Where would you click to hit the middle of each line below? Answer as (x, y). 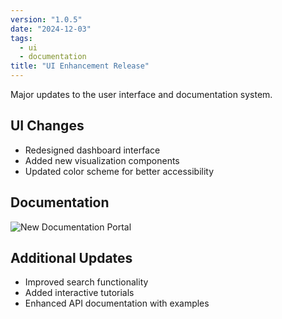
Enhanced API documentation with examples (117, 303)
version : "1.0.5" (46, 19)
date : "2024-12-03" (51, 29)
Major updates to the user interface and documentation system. (141, 94)
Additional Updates (71, 258)
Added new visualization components (102, 160)
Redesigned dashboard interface (92, 150)
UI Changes (47, 126)
